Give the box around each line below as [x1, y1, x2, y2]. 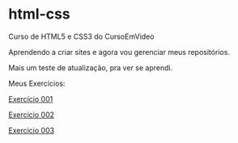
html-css [8, 5, 70, 23]
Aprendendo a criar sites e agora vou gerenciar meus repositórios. [8, 47, 231, 57]
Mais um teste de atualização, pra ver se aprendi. [8, 62, 173, 73]
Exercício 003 [8, 125, 55, 135]
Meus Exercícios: [8, 78, 66, 88]
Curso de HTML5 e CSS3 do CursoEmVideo [8, 32, 155, 41]
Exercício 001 [8, 94, 53, 103]
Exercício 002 [8, 110, 55, 120]
